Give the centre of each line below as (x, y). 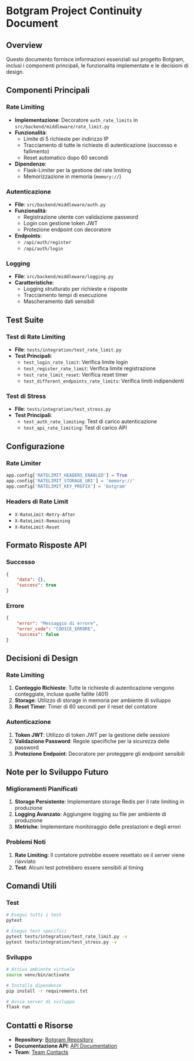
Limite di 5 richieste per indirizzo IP (66, 139)
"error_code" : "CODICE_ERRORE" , (56, 629)
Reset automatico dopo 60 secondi (66, 157)
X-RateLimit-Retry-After (45, 515)
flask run (18, 1007)
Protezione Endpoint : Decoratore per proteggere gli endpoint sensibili (100, 753)
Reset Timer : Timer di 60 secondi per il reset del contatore (86, 707)
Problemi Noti (26, 842)
